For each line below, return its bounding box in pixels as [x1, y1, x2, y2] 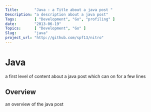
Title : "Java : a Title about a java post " [5, 7, 113, 12]
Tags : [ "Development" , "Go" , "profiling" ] [5, 16, 115, 21]
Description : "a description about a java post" [5, 12, 108, 17]
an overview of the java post [5, 101, 64, 107]
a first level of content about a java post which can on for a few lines [5, 73, 146, 79]
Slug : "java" [5, 30, 48, 35]
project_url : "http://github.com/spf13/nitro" [5, 35, 104, 40]
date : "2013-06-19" [5, 21, 61, 26]
